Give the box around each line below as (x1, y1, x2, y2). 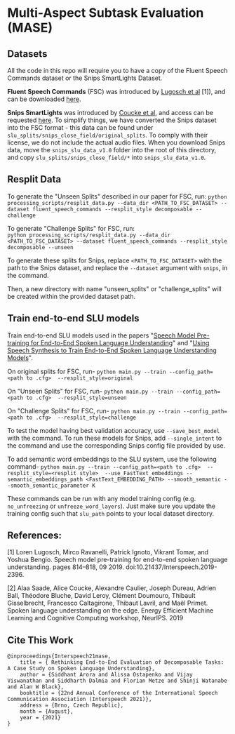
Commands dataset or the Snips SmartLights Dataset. (7, 74, 163, 82)
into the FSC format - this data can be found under (7, 124, 154, 131)
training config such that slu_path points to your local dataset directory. (7, 509, 215, 517)
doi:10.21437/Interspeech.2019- (126, 563, 217, 571)
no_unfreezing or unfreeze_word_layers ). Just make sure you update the (7, 502, 216, 510)
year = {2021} (20, 714, 61, 721)
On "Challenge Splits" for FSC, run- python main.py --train (7, 406, 180, 415)
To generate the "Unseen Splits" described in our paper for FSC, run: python (7, 192, 227, 201)
